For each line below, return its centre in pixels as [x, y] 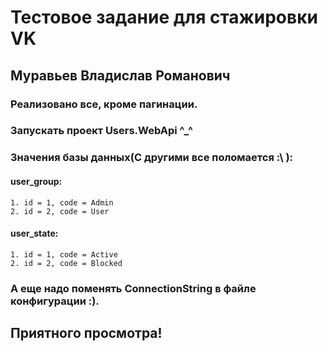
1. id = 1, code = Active [64, 254]
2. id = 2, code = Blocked [66, 263]
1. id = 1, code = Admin [62, 202]
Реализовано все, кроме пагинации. [104, 104]
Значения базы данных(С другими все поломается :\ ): [152, 158]
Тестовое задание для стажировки [164, 17]
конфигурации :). [55, 301]
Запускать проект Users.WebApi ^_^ [102, 131]
